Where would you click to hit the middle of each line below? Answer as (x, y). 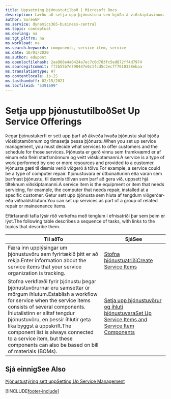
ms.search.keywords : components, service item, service (66, 48)
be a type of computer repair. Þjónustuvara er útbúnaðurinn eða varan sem (84, 173)
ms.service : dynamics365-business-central (51, 24)
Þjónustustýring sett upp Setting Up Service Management (65, 381)
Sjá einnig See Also (36, 369)
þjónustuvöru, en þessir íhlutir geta (49, 319)
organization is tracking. (36, 273)
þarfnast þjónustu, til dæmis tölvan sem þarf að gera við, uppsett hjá (77, 179)
